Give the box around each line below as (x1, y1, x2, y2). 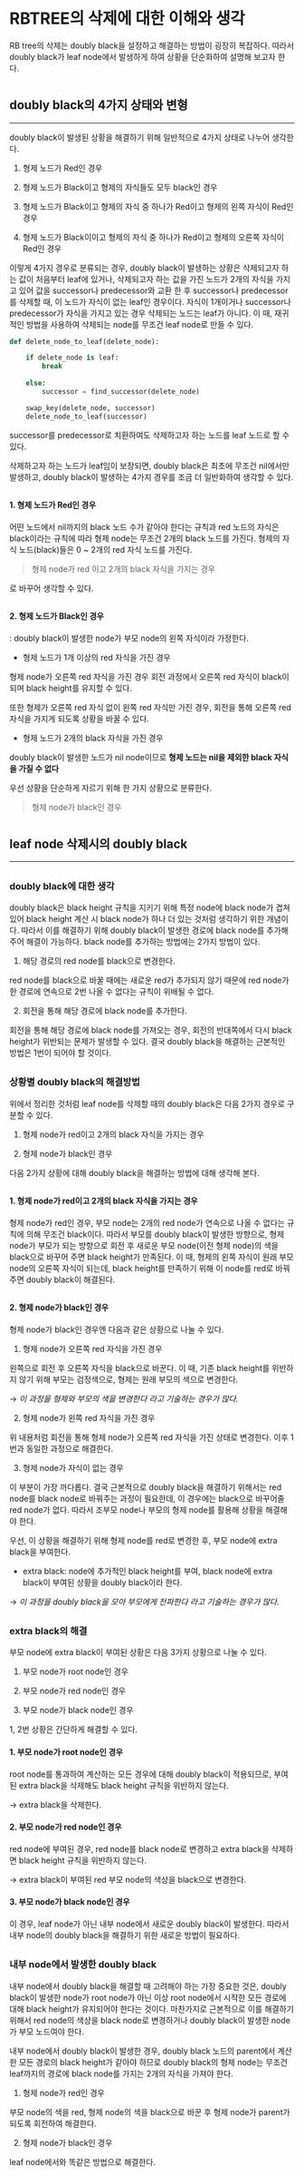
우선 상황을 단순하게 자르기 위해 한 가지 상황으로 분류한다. (9, 782, 213, 793)
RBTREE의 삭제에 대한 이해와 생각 (9, 8, 246, 29)
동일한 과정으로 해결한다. (25, 1443, 114, 1454)
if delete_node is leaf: (25, 353, 119, 363)
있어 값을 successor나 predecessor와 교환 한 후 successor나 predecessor (18, 285, 289, 296)
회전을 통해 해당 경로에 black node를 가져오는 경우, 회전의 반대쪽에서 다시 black (9, 1024, 292, 1035)
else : (25, 378, 47, 388)
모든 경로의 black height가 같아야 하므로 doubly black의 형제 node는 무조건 (18, 2056, 288, 2067)
